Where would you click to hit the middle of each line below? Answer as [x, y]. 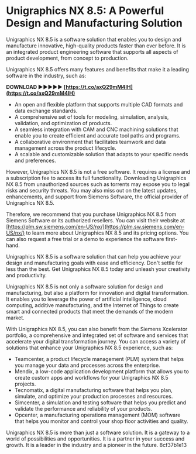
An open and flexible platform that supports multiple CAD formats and [99, 104]
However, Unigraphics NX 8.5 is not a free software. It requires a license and [98, 171]
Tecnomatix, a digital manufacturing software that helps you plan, [93, 390]
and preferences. [35, 160]
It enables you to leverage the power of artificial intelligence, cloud [86, 299]
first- [171, 239]
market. [15, 318]
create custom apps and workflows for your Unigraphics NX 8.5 [91, 377]
